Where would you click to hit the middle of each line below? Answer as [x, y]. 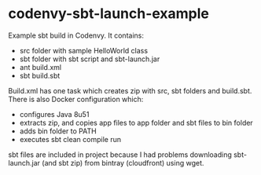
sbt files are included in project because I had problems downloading [120, 155]
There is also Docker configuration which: [76, 99]
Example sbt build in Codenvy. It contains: [76, 35]
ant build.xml [40, 67]
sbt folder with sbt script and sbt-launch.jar [90, 59]
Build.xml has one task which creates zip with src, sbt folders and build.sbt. [130, 90]
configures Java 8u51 [54, 114]
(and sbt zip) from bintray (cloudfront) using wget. [123, 162]
